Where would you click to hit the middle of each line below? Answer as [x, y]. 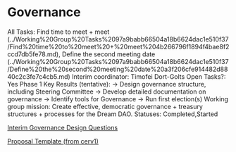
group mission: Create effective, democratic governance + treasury [105, 106]
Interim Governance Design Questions [63, 127]
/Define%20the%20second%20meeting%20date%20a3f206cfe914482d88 [118, 69]
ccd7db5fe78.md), [34, 54]
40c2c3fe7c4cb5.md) [39, 76]
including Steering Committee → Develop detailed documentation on [107, 91]
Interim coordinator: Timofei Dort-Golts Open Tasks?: [149, 76]
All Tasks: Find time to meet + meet [58, 32]
